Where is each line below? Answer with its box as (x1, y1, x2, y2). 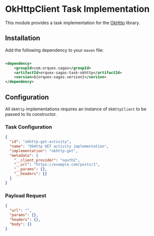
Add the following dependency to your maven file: (5, 47, 104, 53)
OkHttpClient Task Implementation (5, 3, 150, 15)
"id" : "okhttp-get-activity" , (9, 139, 71, 144)
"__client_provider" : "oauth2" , (14, 158, 80, 163)
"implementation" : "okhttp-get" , (9, 148, 78, 153)
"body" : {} (9, 222, 32, 227)
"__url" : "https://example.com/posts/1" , (14, 162, 100, 167)
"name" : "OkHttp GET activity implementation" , (9, 144, 109, 149)
